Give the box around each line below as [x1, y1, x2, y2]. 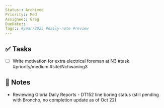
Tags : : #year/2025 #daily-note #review [5, 26, 89, 31]
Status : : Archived [5, 7, 44, 13]
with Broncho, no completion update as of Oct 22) [12, 96, 117, 103]
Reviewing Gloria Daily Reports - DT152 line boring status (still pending [12, 91, 159, 97]
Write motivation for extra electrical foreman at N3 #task [12, 58, 130, 64]
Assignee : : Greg [5, 17, 39, 22]
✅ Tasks [5, 45, 32, 53]
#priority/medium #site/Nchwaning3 [12, 64, 88, 69]
